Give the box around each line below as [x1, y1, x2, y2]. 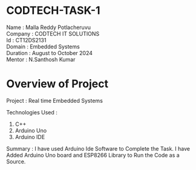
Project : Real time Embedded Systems [6, 97, 103, 104]
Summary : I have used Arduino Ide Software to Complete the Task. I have [6, 145, 191, 152]
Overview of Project [6, 77, 109, 91]
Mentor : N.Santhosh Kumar [6, 56, 76, 63]
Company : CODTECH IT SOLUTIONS [6, 30, 100, 37]
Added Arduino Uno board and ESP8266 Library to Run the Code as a [6, 151, 180, 159]
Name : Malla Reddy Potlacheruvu [6, 24, 91, 31]
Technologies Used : [6, 108, 57, 116]
